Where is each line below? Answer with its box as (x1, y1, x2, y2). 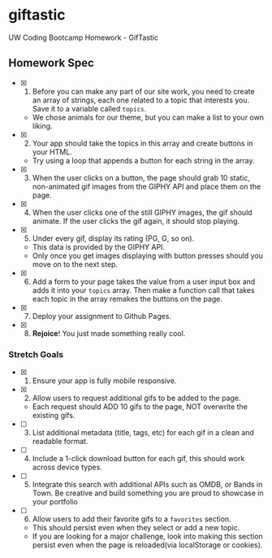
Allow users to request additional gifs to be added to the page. (32, 393, 241, 403)
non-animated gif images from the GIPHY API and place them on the (32, 181, 261, 191)
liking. (32, 120, 53, 131)
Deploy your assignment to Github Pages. (32, 311, 172, 320)
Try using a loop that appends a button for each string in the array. (32, 155, 255, 165)
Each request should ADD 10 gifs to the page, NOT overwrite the (32, 402, 248, 412)
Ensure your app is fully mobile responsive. (32, 376, 177, 386)
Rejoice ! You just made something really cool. (32, 328, 186, 338)
